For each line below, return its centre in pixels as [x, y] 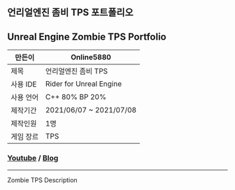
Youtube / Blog [33, 158]
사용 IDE [24, 85]
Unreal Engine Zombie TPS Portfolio [87, 37]
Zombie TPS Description [43, 180]
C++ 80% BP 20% [76, 97]
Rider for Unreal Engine [84, 84]
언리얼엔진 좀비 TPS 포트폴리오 [71, 13]
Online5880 [91, 57]
